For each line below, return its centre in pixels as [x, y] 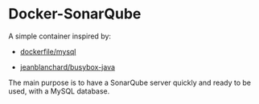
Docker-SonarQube [75, 14]
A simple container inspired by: [60, 36]
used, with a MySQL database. [59, 91]
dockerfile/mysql [48, 51]
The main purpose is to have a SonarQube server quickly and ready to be [130, 82]
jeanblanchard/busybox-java [67, 67]
